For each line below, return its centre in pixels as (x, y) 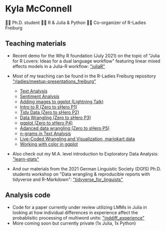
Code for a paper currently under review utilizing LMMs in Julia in (80, 207)
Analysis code (28, 195)
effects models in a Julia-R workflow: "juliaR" (59, 66)
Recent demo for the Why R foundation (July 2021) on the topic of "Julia (86, 55)
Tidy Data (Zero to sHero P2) (50, 112)
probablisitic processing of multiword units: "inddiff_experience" (78, 217)
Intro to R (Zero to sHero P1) (48, 107)
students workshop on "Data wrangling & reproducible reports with (81, 174)
